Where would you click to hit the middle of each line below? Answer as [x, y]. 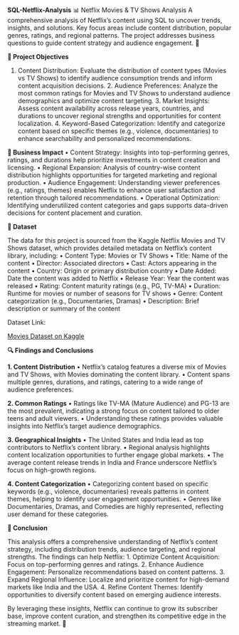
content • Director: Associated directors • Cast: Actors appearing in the [112, 263]
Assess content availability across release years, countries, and [111, 108]
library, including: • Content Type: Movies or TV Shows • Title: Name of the [118, 256]
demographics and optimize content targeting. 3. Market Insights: [113, 101]
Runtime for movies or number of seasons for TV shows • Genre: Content [115, 293]
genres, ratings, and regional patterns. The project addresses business [111, 35]
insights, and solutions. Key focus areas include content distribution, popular [119, 28]
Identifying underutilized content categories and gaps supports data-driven [118, 205]
